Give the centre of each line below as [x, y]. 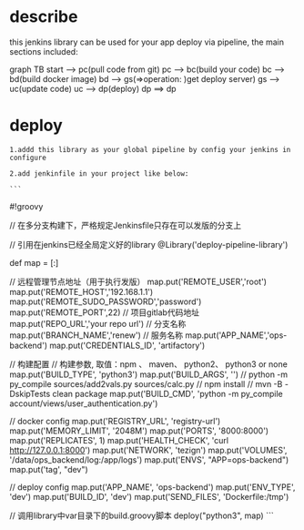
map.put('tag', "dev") [49, 469]
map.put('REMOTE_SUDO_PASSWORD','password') [106, 301]
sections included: [44, 51]
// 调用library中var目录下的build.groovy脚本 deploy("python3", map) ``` [142, 515]
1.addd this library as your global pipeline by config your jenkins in [150, 149]
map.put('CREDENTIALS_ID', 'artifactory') [127, 345]
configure [28, 158]
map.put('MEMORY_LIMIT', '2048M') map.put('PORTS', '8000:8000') [139, 431]
